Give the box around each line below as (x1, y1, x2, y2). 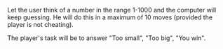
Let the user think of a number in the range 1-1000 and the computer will (7, 6, 217, 14)
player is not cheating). (7, 21, 74, 28)
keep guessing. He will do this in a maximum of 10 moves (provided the (7, 13, 212, 21)
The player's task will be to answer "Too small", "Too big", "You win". (7, 34, 206, 42)
